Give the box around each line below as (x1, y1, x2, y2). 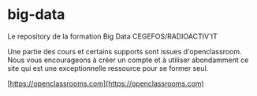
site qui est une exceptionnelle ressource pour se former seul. (7, 63, 209, 72)
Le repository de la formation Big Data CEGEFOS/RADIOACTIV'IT (7, 31, 218, 41)
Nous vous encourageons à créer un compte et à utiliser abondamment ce (7, 55, 249, 65)
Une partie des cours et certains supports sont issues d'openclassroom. (7, 46, 242, 56)
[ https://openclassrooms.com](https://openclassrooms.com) (7, 79, 204, 88)
